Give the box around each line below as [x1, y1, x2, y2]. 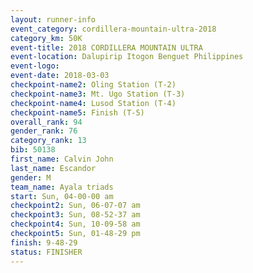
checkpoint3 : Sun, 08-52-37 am [10, 210, 141, 220]
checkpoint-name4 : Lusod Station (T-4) [10, 98, 177, 108]
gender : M [10, 172, 52, 183]
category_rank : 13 [10, 136, 87, 146]
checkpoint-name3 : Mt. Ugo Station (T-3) [10, 89, 186, 99]
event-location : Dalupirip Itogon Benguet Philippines [10, 52, 244, 62]
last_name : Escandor [10, 163, 97, 173]
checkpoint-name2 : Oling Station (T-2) [10, 80, 177, 90]
